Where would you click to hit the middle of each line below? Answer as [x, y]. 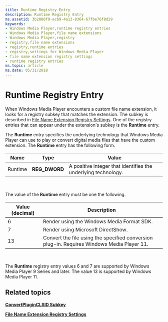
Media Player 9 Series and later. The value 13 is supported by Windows [78, 271]
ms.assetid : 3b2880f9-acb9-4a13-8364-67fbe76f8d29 [59, 19]
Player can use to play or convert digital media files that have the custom [80, 140]
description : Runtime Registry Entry [44, 15]
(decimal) [23, 213]
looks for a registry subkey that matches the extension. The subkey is [77, 114]
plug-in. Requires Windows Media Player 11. [95, 244]
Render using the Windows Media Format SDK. [98, 221]
